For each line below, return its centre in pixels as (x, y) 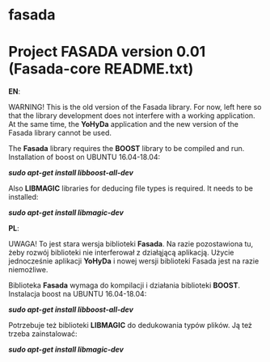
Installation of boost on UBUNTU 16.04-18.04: (84, 157)
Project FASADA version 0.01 (107, 52)
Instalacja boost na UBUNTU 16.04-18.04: (78, 294)
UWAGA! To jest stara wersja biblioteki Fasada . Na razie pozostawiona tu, (131, 244)
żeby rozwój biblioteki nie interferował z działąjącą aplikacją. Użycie (121, 253)
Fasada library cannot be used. (60, 133)
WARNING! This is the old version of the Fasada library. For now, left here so (135, 107)
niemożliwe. (28, 270)
